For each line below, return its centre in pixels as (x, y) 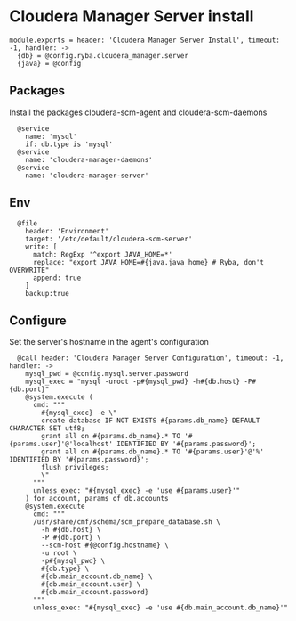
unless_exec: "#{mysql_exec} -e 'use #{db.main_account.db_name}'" (160, 608)
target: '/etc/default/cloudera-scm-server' (109, 239)
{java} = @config (49, 63)
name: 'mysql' (51, 136)
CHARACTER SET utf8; (48, 429)
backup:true (47, 293)
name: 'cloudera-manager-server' (87, 176)
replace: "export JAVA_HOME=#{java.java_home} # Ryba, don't (148, 262)
